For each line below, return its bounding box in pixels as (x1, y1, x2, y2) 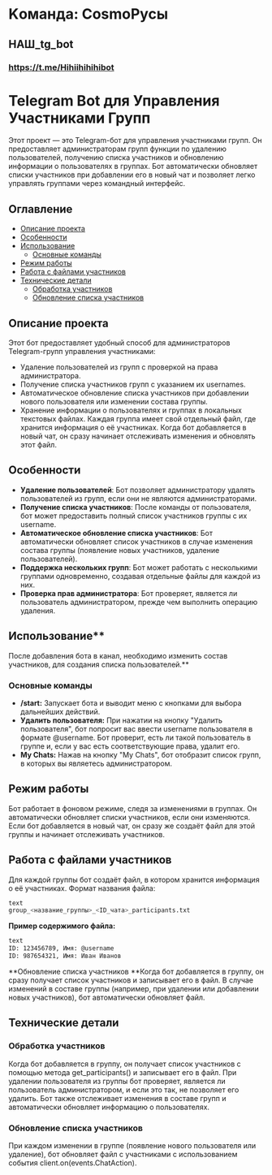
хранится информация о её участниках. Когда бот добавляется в (19, 423, 247, 433)
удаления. (19, 606, 55, 616)
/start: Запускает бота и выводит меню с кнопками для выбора (19, 698, 242, 707)
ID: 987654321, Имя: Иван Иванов (8, 952, 122, 961)
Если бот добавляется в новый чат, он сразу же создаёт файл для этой (8, 821, 256, 831)
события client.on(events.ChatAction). (8, 1158, 137, 1168)
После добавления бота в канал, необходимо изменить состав (8, 650, 228, 660)
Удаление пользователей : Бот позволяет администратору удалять (19, 485, 256, 495)
